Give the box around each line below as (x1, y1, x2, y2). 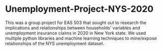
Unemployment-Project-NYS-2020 (5, 3, 154, 15)
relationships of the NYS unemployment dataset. (5, 40, 104, 46)
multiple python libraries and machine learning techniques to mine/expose (5, 35, 157, 41)
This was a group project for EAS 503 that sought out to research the (5, 20, 147, 25)
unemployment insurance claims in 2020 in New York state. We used (5, 30, 146, 36)
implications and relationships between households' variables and (5, 25, 141, 30)
